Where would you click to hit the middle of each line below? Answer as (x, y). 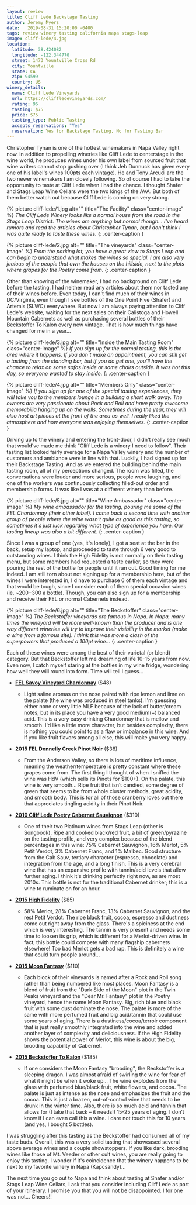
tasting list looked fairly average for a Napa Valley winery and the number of (98, 452)
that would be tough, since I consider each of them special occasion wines (97, 586)
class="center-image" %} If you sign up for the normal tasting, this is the (94, 348)
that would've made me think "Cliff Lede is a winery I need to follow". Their (97, 446)
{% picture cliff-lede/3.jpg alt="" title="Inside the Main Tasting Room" (90, 342)
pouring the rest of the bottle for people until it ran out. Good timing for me (96, 567)
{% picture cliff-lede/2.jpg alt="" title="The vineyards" (72, 245)
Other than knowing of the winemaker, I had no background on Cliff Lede (94, 281)
